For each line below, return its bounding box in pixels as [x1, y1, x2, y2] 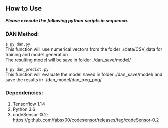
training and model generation [5, 52, 68, 58]
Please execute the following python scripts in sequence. [5, 17, 129, 23]
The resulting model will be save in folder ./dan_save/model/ [5, 57, 131, 63]
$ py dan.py [5, 42, 30, 47]
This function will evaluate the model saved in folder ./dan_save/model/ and [5, 71, 163, 78]
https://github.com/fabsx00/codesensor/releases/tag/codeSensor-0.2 [12, 117, 159, 123]
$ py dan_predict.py [5, 67, 49, 72]
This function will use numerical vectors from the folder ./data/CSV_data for [5, 46, 163, 52]
